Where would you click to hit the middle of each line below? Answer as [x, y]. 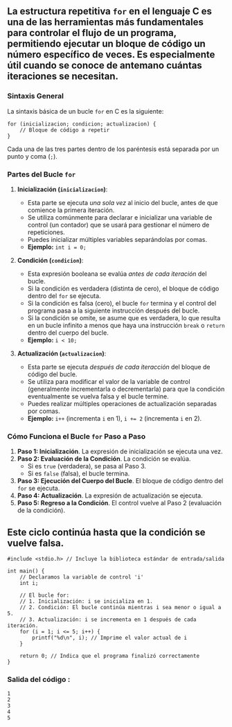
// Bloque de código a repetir [65, 130]
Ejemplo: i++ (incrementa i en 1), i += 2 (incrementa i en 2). [115, 418]
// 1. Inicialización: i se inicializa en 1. [87, 602]
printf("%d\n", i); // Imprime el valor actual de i [110, 638]
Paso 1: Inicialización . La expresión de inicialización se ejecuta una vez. [120, 452]
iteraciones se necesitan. [63, 77]
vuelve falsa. [36, 543]
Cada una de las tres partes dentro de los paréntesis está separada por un [113, 149]
